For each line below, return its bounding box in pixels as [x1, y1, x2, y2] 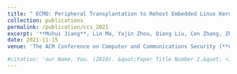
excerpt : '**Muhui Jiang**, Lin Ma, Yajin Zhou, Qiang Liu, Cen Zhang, [7, 30, 222, 37]
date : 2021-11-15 [7, 37, 59, 44]
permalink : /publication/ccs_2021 [7, 23, 109, 30]
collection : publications [7, 17, 83, 24]
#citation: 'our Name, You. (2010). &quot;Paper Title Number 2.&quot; [7, 56, 222, 63]
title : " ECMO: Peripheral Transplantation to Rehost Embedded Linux [7, 10, 217, 18]
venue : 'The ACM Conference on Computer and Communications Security [7, 43, 217, 50]
